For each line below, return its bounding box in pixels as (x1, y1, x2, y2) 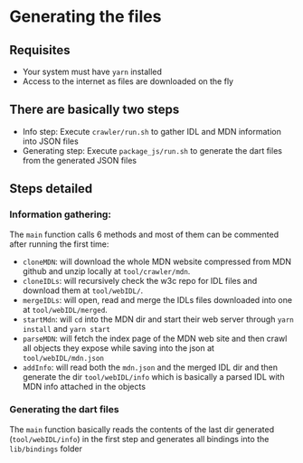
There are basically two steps (9, 102, 180, 118)
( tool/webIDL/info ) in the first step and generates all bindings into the (9, 433, 270, 444)
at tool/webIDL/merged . (22, 304, 109, 315)
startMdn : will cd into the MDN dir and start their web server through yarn (22, 314, 294, 325)
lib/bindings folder (9, 443, 83, 454)
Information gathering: (9, 208, 111, 221)
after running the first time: (9, 238, 109, 250)
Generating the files (9, 6, 162, 27)
